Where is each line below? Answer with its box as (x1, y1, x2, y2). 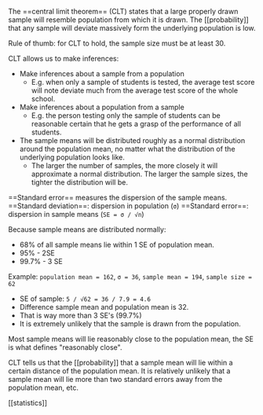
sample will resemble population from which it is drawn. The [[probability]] (8, 15, 249, 24)
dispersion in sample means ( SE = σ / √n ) (8, 210, 144, 219)
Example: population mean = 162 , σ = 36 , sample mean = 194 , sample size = (8, 272, 253, 281)
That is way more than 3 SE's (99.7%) (19, 310, 143, 320)
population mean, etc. (8, 383, 79, 392)
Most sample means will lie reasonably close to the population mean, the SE (8, 334, 254, 343)
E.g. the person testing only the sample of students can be (31, 111, 221, 120)
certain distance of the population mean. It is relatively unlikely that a (8, 366, 231, 376)
